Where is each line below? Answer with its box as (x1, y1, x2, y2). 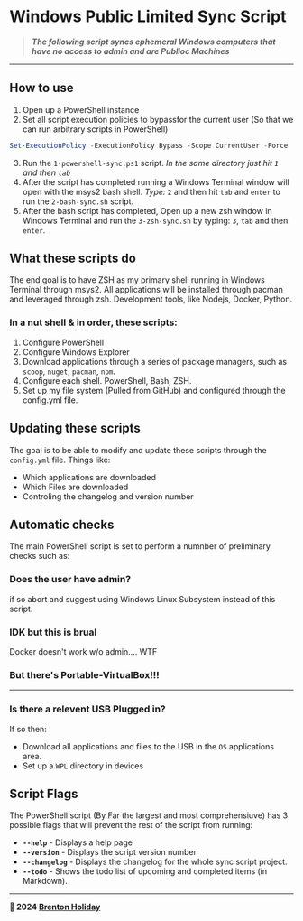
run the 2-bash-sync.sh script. (22, 196, 134, 207)
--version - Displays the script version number (22, 847, 197, 858)
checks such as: (9, 551, 70, 562)
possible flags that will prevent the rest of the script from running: (9, 820, 253, 831)
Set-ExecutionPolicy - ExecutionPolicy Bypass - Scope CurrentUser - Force (9, 141, 289, 150)
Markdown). (22, 876, 68, 887)
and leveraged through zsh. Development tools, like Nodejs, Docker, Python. (9, 293, 293, 304)
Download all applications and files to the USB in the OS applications (22, 740, 275, 751)
